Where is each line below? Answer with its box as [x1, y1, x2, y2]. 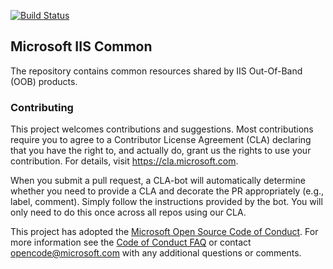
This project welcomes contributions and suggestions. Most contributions [10, 123, 314, 135]
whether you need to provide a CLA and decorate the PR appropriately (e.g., [10, 185, 325, 197]
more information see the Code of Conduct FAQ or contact [10, 236, 252, 249]
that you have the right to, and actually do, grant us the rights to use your [10, 145, 312, 157]
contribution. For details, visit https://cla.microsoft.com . [10, 155, 239, 167]
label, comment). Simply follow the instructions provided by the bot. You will [10, 196, 323, 208]
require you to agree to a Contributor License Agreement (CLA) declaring [10, 134, 312, 146]
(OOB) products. [10, 75, 78, 87]
